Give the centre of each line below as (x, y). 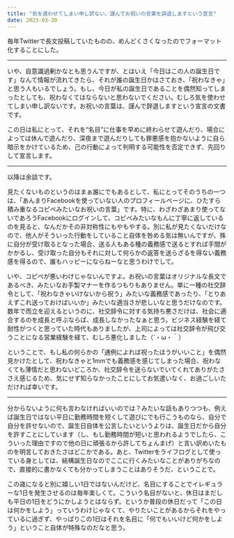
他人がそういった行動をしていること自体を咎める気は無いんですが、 (123, 235)
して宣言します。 (31, 155)
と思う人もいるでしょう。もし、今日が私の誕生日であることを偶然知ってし (114, 89)
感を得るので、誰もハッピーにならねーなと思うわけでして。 (92, 261)
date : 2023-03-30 (32, 20)
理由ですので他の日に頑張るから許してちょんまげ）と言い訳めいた (126, 443)
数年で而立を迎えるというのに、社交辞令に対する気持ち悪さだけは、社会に (114, 311)
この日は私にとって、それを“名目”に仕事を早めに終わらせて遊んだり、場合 (113, 129)
